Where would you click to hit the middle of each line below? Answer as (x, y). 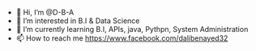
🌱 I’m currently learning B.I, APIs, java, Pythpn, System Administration (132, 29)
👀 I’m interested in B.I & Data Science (78, 21)
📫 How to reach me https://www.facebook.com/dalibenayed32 (122, 38)
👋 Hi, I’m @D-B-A (45, 12)
